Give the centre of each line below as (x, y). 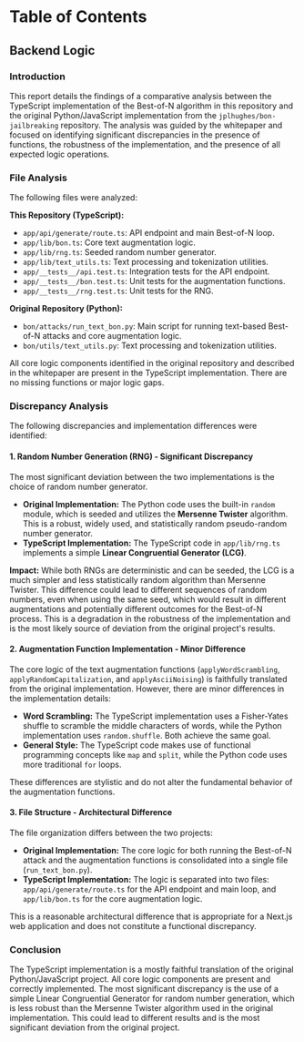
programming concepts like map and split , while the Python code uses (155, 754)
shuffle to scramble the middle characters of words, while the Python (152, 725)
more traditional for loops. (72, 764)
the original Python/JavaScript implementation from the (113, 115)
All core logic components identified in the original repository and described (152, 363)
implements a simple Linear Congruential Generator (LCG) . (135, 552)
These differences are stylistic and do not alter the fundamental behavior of (151, 781)
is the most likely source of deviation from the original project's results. (142, 628)
